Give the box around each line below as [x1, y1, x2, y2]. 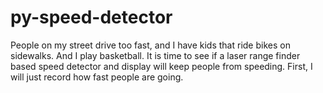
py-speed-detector [10, 6, 173, 29]
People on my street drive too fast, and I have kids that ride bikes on [10, 39, 291, 51]
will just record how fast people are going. [10, 71, 184, 83]
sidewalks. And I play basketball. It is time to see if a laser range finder [10, 49, 301, 61]
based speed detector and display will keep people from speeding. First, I [10, 60, 313, 72]
